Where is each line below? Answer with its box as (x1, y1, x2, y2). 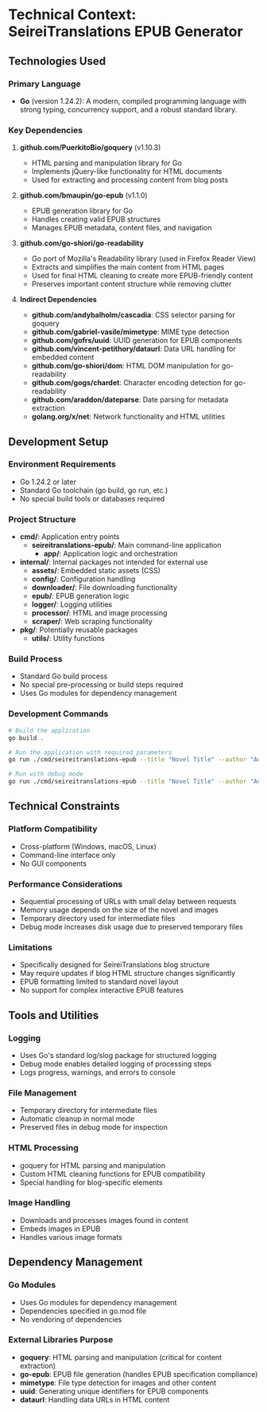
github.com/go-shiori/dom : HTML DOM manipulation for (31, 361, 220, 371)
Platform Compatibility (8, 824, 98, 835)
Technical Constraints (8, 800, 120, 813)
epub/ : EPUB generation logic (31, 592, 130, 601)
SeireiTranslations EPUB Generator (8, 22, 244, 41)
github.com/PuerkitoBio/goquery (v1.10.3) (19, 143, 161, 152)
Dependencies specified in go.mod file (19, 1306, 147, 1316)
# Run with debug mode (8, 770, 83, 778)
